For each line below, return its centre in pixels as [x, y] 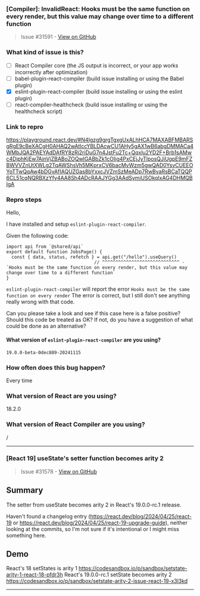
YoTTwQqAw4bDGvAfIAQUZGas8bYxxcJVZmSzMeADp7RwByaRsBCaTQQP [99, 171]
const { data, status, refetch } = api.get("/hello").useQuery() [94, 257]
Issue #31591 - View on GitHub [58, 37]
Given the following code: [37, 236]
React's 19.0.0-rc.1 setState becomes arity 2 [118, 575]
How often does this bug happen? [56, 367]
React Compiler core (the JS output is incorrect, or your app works [96, 65]
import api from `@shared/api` [45, 247]
